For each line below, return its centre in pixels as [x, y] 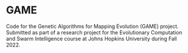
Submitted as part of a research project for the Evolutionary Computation [94, 32]
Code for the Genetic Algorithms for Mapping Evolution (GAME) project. [92, 26]
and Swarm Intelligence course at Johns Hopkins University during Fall [92, 38]
